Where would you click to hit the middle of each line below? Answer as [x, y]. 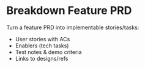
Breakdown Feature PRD [69, 11]
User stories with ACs [43, 39]
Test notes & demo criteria [48, 52]
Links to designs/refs [42, 58]
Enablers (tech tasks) [42, 46]
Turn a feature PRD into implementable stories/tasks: [73, 27]
